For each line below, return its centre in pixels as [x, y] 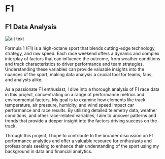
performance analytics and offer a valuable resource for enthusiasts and [78, 141]
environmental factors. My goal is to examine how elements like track [75, 100]
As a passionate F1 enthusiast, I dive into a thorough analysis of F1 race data [82, 89]
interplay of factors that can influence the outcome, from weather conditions [83, 59]
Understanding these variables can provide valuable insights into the [75, 69]
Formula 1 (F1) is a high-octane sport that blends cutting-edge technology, [81, 48]
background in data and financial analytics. [49, 151]
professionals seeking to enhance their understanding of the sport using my [82, 146]
